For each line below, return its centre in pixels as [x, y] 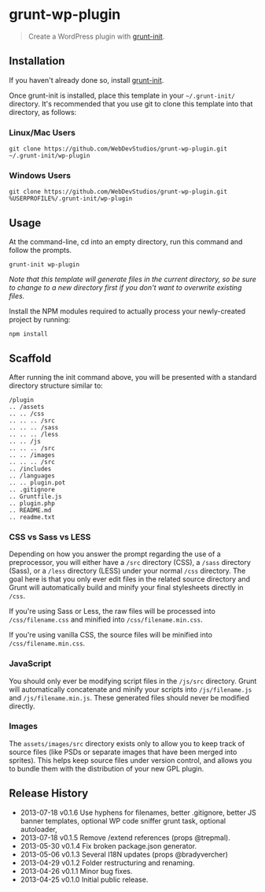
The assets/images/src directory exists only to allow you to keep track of [127, 743]
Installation [37, 61]
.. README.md [30, 510]
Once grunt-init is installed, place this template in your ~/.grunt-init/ [122, 95]
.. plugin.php [32, 503]
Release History [49, 794]
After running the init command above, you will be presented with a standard [133, 377]
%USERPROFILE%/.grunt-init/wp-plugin [71, 199]
